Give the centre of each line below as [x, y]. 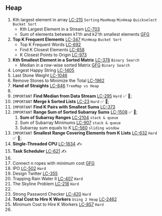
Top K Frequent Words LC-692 [50, 44]
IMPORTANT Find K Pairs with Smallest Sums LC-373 [64, 107]
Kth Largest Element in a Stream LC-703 [60, 29]
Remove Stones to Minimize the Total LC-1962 [59, 80]
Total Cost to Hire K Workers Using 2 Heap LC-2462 [65, 199]
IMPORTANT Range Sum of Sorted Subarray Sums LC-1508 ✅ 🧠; [75, 112]
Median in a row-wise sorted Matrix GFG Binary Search [75, 65]
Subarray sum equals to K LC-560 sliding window [69, 127]
